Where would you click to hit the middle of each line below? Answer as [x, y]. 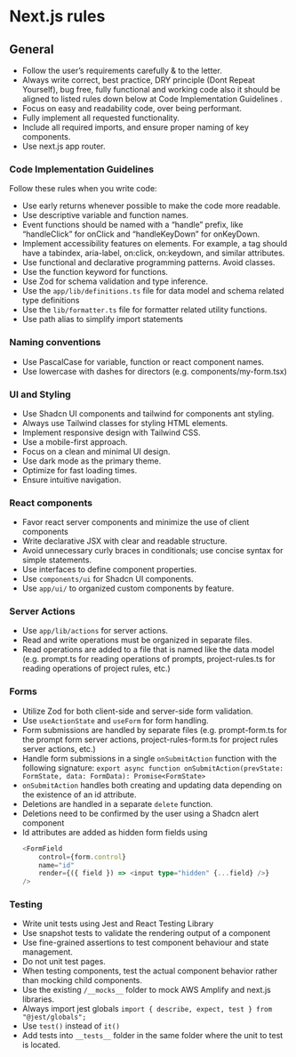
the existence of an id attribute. [79, 795]
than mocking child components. [82, 980]
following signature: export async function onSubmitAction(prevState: [153, 768]
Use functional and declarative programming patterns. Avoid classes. [148, 262]
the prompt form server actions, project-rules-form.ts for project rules [150, 739]
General [32, 49]
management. [48, 952]
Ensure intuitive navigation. [72, 480]
